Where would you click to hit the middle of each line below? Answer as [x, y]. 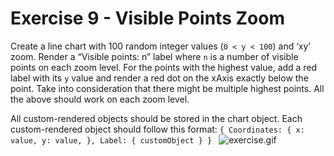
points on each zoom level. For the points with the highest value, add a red [164, 67]
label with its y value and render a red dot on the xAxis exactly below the [159, 78]
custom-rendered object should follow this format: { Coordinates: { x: [157, 129]
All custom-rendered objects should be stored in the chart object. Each [156, 118]
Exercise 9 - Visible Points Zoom [147, 18]
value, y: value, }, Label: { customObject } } [111, 140]
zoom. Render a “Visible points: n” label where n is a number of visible [154, 56]
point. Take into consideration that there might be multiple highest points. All [167, 88]
